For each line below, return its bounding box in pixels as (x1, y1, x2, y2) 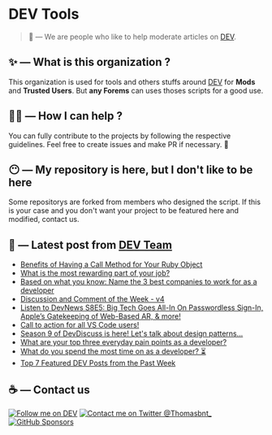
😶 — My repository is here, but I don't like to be (8, 163, 253, 176)
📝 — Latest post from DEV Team (8, 237, 173, 252)
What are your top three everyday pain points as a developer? (19, 337, 227, 347)
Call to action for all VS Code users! (19, 320, 140, 330)
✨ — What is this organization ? (8, 55, 171, 69)
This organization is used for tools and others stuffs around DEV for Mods (8, 76, 256, 86)
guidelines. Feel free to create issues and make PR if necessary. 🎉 (8, 139, 229, 149)
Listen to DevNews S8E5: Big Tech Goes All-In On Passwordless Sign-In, (19, 302, 264, 313)
